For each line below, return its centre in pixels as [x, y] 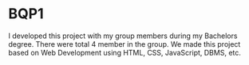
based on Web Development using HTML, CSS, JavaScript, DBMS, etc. [125, 52]
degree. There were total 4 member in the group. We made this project [125, 44]
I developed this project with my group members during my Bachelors [123, 36]
